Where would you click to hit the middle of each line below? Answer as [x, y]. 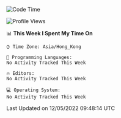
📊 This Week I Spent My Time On [50, 33]
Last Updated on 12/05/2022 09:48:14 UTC [61, 108]
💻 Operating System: [34, 90]
